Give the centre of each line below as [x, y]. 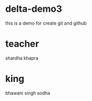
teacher [22, 44]
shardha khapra [22, 58]
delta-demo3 [34, 9]
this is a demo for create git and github [46, 23]
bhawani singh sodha [28, 93]
